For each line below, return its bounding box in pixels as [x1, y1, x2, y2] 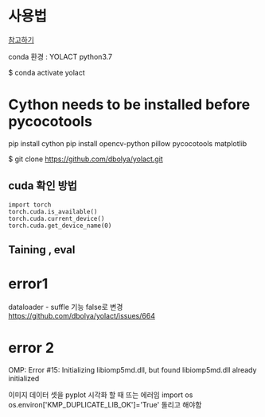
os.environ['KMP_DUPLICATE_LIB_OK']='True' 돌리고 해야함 [8, 400, 202, 409]
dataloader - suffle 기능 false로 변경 [8, 303, 123, 312]
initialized [8, 373, 40, 383]
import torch [8, 200, 52, 209]
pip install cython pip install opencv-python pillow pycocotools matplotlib [8, 138, 247, 148]
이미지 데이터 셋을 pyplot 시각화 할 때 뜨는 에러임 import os [8, 390, 193, 400]
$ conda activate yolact [8, 68, 85, 77]
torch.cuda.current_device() [8, 214, 105, 222]
